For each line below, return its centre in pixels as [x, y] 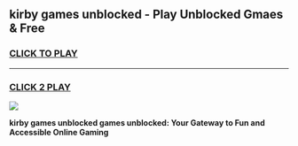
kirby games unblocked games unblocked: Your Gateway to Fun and [137, 122]
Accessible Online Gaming [59, 132]
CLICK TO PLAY [43, 54]
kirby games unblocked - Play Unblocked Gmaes [146, 15]
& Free [27, 29]
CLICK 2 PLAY [40, 87]
